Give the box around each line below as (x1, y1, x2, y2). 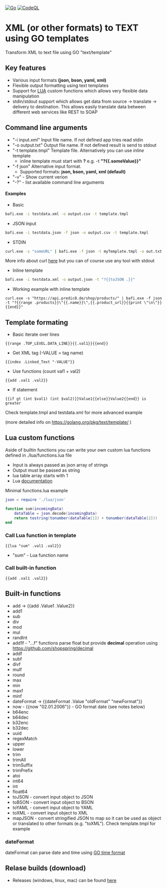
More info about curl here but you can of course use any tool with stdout (5, 258, 155, 264)
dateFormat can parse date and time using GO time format (5, 850, 125, 856)
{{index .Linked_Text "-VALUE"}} (5, 360, 75, 365)
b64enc (12, 709, 29, 715)
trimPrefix (12, 767, 33, 773)
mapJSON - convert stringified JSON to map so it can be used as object (12, 815, 161, 821)
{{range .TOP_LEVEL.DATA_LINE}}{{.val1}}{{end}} (5, 341, 108, 346)
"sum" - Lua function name (12, 552, 68, 558)
